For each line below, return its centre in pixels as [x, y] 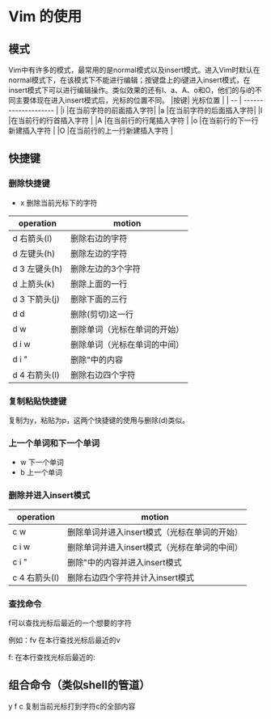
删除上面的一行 [99, 284]
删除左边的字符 [99, 253]
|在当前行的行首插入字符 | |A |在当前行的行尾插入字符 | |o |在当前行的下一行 [133, 121]
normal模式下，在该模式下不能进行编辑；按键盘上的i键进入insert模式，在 [129, 80]
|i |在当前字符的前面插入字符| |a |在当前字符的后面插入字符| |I [161, 110]
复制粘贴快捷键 [38, 401]
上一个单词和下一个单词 [54, 443]
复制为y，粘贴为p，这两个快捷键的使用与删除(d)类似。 [99, 420]
